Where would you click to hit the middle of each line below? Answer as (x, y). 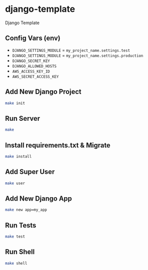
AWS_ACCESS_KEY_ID (31, 71)
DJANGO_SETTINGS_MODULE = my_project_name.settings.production (78, 55)
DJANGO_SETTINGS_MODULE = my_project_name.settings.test (71, 50)
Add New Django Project (43, 92)
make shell (16, 263)
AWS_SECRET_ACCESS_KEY (35, 77)
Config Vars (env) (33, 38)
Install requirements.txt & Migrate (58, 145)
